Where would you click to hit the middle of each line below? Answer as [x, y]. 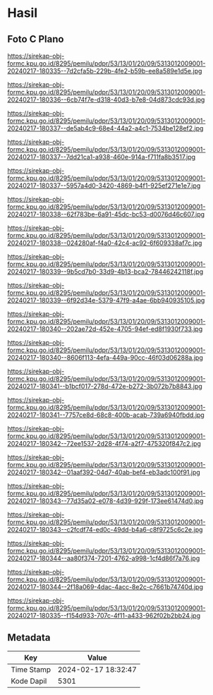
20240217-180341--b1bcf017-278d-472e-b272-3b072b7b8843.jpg [105, 386]
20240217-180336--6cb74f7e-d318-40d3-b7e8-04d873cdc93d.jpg [106, 99]
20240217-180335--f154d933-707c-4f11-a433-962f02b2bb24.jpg [104, 616]
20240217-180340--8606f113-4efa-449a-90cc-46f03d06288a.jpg [105, 357]
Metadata [29, 637]
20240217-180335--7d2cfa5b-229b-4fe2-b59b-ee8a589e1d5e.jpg [105, 71]
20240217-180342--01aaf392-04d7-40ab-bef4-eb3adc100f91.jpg [104, 472]
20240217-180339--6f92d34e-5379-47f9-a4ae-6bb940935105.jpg [106, 300]
